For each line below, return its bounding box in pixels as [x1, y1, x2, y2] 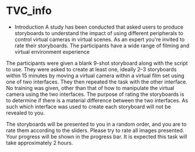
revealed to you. [6, 109, 45, 116]
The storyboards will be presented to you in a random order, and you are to [6, 120, 187, 127]
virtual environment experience [14, 48, 90, 55]
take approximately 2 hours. [6, 139, 74, 146]
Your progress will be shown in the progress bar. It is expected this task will [6, 133, 187, 140]
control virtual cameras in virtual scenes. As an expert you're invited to [14, 36, 185, 43]
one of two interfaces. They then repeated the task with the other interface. [6, 78, 188, 85]
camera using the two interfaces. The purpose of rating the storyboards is [6, 91, 184, 98]
